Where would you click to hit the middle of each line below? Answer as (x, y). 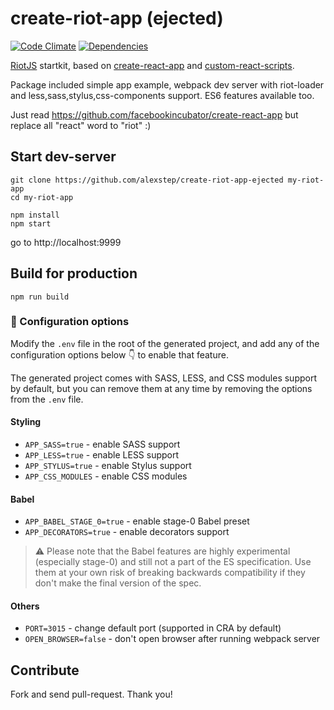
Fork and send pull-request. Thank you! (91, 694)
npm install (35, 215)
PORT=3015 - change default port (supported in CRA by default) (153, 628)
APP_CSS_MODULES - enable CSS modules (106, 476)
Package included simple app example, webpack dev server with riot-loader (167, 84)
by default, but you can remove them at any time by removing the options (161, 388)
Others (25, 606)
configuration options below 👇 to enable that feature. (119, 354)
